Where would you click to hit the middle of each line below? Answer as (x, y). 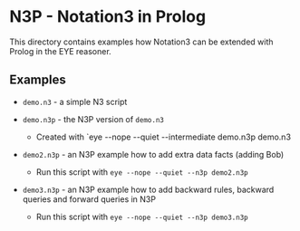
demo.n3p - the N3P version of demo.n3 (93, 119)
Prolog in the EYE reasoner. (60, 51)
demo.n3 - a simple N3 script (75, 101)
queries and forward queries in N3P (89, 199)
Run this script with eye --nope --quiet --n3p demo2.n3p (142, 172)
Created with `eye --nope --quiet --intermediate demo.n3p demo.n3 (164, 137)
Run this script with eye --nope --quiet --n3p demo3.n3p (142, 217)
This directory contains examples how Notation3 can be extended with (141, 42)
